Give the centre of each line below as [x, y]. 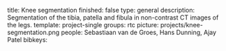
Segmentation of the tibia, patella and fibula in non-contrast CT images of [113, 17]
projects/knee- [182, 25]
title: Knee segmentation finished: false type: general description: [101, 10]
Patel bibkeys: [27, 40]
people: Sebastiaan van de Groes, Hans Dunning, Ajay [139, 32]
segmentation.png [33, 32]
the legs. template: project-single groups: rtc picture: [83, 25]
